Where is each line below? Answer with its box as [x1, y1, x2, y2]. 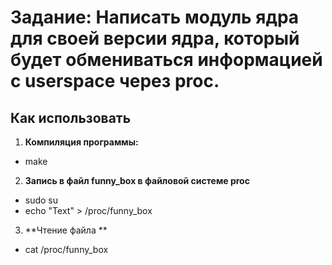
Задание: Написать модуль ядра [10, 6, 300, 29]
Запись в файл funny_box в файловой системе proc [24, 175, 250, 186]
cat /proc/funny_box [24, 244, 109, 255]
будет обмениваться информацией [10, 49, 323, 71]
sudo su [24, 194, 59, 206]
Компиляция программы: [24, 136, 139, 148]
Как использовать [10, 109, 132, 126]
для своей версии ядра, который [10, 27, 300, 50]
